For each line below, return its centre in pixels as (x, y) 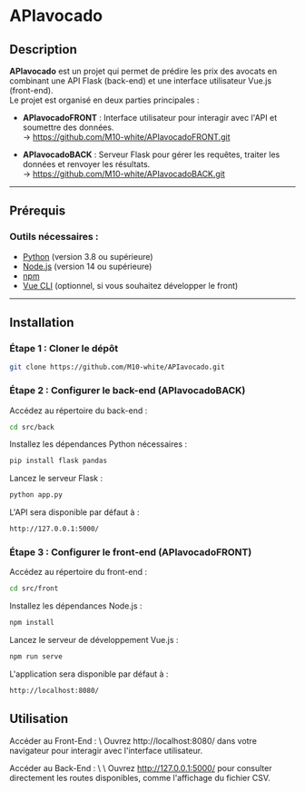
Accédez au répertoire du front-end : (79, 572)
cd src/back (32, 427)
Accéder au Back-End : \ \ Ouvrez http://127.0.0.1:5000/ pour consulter (141, 767)
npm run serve (36, 657)
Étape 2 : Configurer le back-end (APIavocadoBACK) (128, 391)
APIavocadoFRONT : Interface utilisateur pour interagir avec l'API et (150, 118)
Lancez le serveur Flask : (56, 479)
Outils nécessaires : (54, 237)
